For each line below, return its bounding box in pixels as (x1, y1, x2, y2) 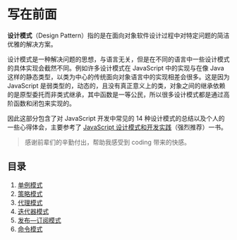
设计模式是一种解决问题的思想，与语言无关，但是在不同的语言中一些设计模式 (7, 54, 230, 64)
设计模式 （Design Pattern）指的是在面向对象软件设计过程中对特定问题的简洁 (7, 31, 230, 40)
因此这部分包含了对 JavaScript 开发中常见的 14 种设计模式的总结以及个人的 (7, 114, 225, 122)
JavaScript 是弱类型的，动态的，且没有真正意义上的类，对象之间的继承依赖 (7, 81, 226, 90)
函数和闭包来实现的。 (13, 99, 75, 107)
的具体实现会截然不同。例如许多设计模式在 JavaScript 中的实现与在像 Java (7, 64, 224, 72)
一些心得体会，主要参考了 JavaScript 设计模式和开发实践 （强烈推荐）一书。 (7, 123, 228, 131)
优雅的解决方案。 (7, 40, 57, 48)
